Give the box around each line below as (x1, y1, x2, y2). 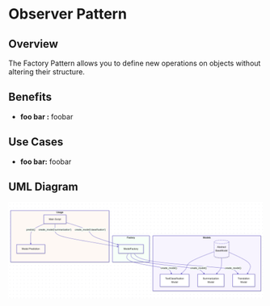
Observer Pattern (8, 5, 128, 23)
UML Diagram (8, 180, 78, 194)
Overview (8, 37, 59, 51)
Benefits (8, 90, 53, 104)
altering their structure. (8, 67, 85, 77)
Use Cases (8, 135, 64, 149)
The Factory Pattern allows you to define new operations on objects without (8, 58, 261, 68)
